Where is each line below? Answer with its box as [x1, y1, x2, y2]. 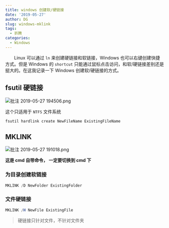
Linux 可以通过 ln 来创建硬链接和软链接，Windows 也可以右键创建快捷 [14, 54, 160, 61]
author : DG [5, 17, 28, 22]
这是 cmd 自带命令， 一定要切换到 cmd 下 [5, 157, 92, 163]
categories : [5, 36, 30, 41]
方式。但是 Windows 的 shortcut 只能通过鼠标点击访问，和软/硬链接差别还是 [5, 61, 164, 67]
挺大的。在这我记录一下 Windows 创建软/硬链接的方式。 [5, 67, 122, 73]
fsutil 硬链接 [5, 84, 43, 92]
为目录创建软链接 [5, 171, 47, 178]
